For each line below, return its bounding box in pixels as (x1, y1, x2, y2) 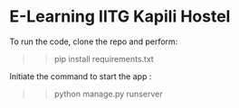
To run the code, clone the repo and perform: (9, 36, 178, 47)
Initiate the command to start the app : (9, 70, 152, 82)
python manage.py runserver (53, 88, 163, 99)
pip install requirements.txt (53, 53, 154, 64)
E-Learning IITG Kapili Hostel (9, 6, 231, 27)
